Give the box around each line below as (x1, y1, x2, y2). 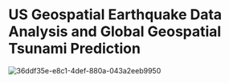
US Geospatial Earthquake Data (8, 6, 223, 24)
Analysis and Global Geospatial (8, 22, 222, 41)
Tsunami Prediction (8, 40, 141, 57)
